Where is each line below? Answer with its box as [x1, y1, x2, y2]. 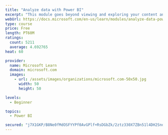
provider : [5, 58, 26, 63]
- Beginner [9, 99, 32, 105]
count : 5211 [9, 40, 35, 45]
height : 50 [18, 86, 41, 91]
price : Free [5, 26, 30, 31]
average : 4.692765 [9, 44, 48, 49]
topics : [5, 108, 21, 114]
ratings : [5, 35, 23, 40]
